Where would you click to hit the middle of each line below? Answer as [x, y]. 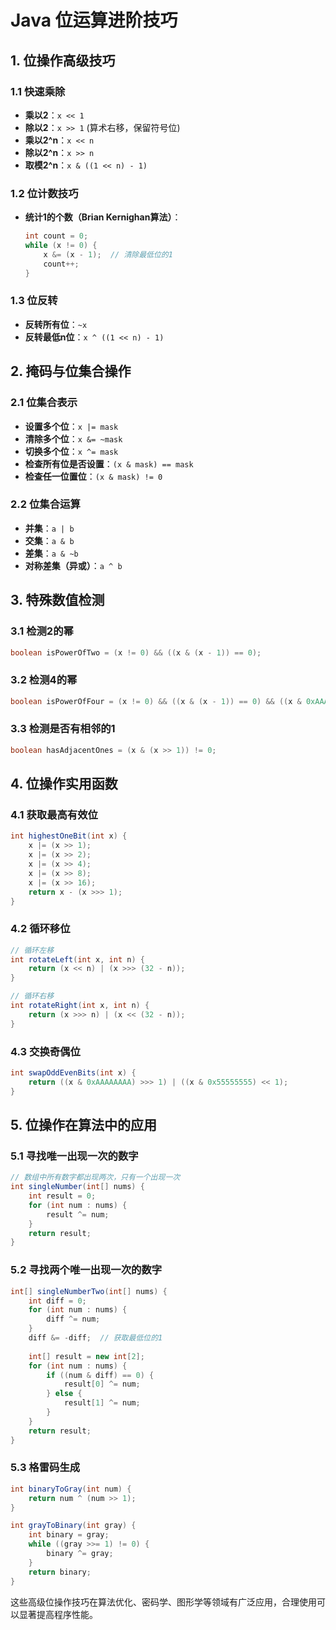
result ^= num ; [78, 1214]
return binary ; [60, 1572]
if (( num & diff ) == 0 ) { [100, 1375]
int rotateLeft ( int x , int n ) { [77, 959]
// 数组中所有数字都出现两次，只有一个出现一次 [95, 1177]
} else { [64, 1394]
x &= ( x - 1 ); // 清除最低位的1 [108, 254]
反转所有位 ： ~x [56, 324]
